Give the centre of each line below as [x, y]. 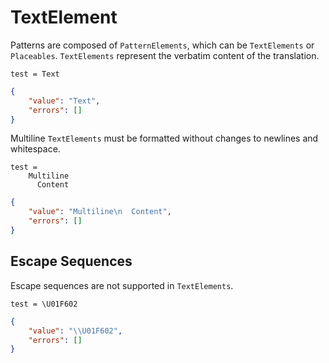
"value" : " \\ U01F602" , [75, 331]
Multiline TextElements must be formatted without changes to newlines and [164, 138]
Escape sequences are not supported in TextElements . [122, 285]
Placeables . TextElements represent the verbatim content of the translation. [165, 55]
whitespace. [35, 149]
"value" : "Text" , [64, 101]
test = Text [35, 74]
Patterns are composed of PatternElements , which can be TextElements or [162, 45]
